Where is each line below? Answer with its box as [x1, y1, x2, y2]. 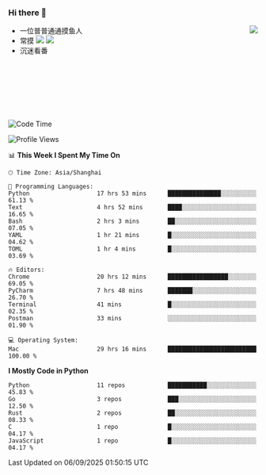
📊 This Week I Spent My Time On [8, 151, 120, 160]
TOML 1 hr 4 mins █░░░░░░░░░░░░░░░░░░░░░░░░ [8, 245, 257, 253]
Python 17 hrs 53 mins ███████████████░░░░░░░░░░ [8, 190, 257, 197]
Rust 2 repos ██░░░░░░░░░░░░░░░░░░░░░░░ [8, 409, 257, 417]
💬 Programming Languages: [8, 182, 93, 191]
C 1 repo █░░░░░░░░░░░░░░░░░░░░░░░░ [8, 423, 257, 431]
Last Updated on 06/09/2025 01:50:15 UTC [8, 458, 149, 467]
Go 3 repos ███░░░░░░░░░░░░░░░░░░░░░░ [8, 396, 257, 404]
